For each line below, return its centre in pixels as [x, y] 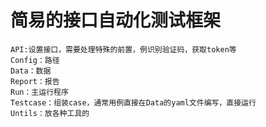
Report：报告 [35, 81]
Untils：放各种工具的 [50, 113]
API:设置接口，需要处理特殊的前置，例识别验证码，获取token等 [123, 49]
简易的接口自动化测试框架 [116, 20]
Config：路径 [35, 60]
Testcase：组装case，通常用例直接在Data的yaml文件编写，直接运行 [133, 102]
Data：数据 [31, 71]
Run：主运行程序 [39, 92]
